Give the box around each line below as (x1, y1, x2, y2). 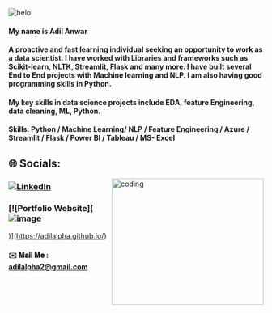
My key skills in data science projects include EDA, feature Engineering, (8, 97, 255, 107)
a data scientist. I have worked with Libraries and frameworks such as (8, 53, 249, 63)
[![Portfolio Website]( (8, 202, 94, 214)
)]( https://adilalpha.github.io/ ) (8, 231, 107, 240)
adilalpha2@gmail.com (8, 261, 88, 271)
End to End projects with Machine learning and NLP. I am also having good (8, 70, 263, 80)
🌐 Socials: (8, 156, 62, 170)
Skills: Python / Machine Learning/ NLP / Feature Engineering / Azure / (8, 125, 249, 134)
